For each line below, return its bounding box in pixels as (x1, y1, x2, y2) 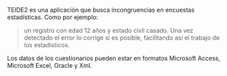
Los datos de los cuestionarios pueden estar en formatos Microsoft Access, (7, 54, 221, 62)
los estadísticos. (23, 41, 70, 49)
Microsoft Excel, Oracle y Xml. (7, 62, 92, 69)
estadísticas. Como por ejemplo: (7, 13, 98, 21)
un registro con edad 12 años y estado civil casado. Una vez (23, 27, 193, 34)
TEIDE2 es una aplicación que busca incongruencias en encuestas (7, 6, 195, 14)
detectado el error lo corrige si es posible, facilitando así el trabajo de (23, 34, 220, 42)
